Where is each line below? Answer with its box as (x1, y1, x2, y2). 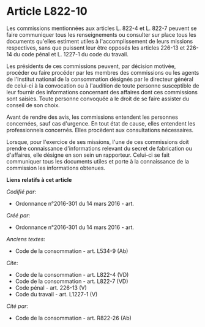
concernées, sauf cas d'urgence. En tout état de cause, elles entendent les (6, 119, 196, 127)
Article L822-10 (6, 4, 88, 18)
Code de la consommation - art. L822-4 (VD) (15, 271, 129, 278)
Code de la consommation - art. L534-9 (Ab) (15, 247, 129, 255)
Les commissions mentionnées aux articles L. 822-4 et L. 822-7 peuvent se (6, 24, 197, 32)
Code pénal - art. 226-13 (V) (15, 284, 87, 291)
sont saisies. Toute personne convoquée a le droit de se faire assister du (6, 95, 190, 102)
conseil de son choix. (6, 101, 60, 108)
